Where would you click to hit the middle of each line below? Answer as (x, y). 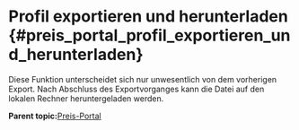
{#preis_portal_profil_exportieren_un (149, 35)
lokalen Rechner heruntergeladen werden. (86, 98)
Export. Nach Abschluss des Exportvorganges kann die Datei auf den (136, 89)
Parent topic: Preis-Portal (55, 116)
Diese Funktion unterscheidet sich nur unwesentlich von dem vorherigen (143, 79)
